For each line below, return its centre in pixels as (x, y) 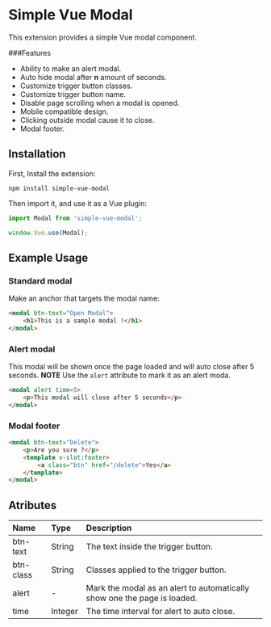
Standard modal (40, 280)
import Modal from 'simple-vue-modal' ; (75, 218)
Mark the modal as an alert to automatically (168, 588)
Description (109, 528)
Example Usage (48, 257)
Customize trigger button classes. (76, 86)
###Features (29, 53)
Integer (65, 612)
